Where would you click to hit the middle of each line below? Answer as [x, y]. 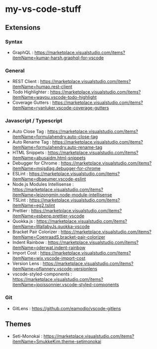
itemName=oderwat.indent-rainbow [49, 248]
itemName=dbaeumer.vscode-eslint [49, 179]
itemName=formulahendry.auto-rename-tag [57, 147]
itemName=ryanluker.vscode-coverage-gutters [60, 108]
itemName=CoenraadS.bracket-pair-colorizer [59, 237]
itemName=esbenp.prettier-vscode [48, 216]
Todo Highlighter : [31, 92]
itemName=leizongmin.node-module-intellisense [62, 195]
